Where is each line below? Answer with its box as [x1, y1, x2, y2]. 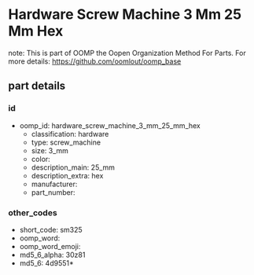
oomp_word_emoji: [19, 241, 81, 251]
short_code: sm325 [19, 225, 83, 234]
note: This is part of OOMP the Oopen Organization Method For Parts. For [8, 48, 246, 57]
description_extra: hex [31, 170, 104, 180]
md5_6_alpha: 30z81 [19, 250, 86, 259]
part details [8, 79, 66, 93]
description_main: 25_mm [31, 163, 116, 172]
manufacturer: [31, 179, 78, 189]
